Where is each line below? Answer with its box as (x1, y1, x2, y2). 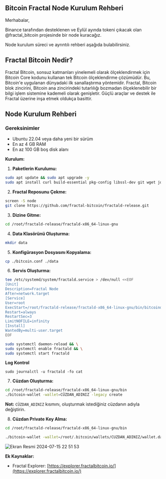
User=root (5, 300, 26, 305)
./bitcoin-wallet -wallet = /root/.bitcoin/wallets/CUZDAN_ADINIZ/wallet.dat (5, 435, 165, 440)
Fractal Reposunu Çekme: (12, 189, 67, 195)
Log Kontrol (5, 359, 30, 366)
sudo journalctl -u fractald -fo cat (5, 369, 83, 374)
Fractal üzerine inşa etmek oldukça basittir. (5, 95, 92, 101)
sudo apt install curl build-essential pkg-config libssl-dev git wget (5, 180, 156, 185)
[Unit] (5, 282, 19, 287)
